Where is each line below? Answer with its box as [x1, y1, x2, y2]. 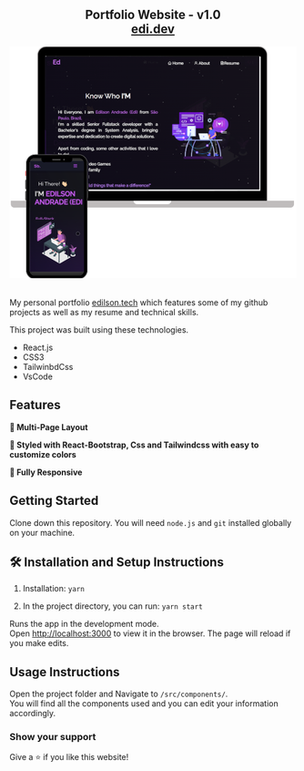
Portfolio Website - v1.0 [85, 7, 221, 23]
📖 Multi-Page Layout [9, 421, 88, 432]
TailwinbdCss [22, 361, 74, 372]
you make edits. [9, 638, 69, 649]
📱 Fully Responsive [9, 467, 83, 478]
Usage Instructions [9, 664, 120, 680]
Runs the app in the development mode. [9, 619, 159, 630]
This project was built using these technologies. [9, 324, 189, 335]
